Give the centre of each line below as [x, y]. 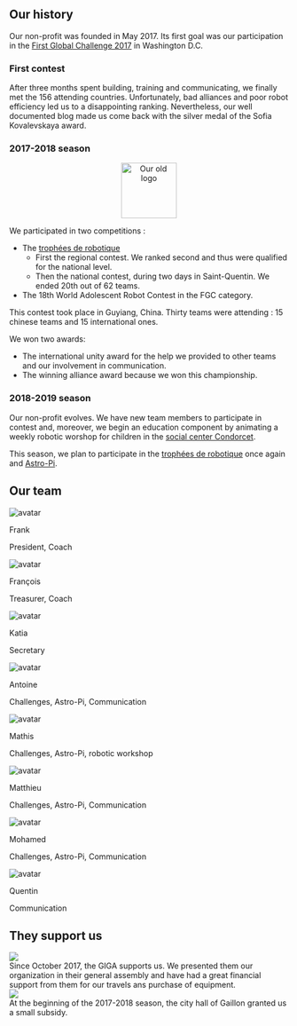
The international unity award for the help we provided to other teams [149, 356]
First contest [37, 68]
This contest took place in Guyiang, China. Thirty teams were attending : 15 [146, 312]
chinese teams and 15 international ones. [84, 322]
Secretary [27, 650]
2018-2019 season [50, 399]
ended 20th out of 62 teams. [87, 286]
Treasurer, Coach [41, 598]
